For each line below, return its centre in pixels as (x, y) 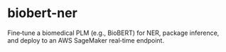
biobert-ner (43, 13)
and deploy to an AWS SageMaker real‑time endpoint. (86, 40)
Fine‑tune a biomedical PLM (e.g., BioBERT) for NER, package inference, (113, 33)
